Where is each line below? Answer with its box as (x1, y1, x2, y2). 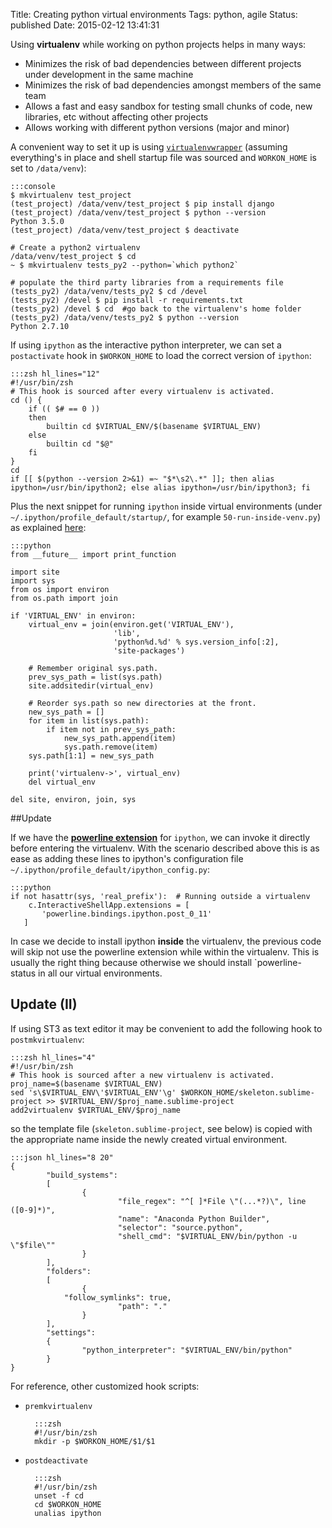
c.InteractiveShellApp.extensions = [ (28, 900, 190, 910)
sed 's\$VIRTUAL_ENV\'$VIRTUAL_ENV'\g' (10, 1087, 177, 1098)
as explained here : (10, 522, 87, 533)
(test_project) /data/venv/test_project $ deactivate (10, 225, 240, 235)
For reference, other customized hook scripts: (10, 1380, 200, 1392)
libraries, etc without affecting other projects (24, 111, 209, 123)
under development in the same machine (24, 69, 194, 80)
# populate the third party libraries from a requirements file (10, 278, 284, 288)
